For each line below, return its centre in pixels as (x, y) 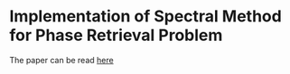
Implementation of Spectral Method (145, 16)
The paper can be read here (62, 60)
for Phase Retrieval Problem (116, 35)
